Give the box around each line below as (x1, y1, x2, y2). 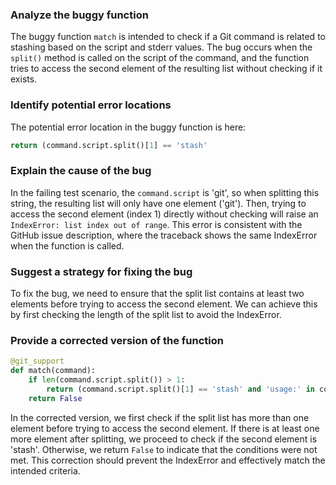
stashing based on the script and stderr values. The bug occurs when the (10, 41, 313, 53)
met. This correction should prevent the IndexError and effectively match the (10, 454, 326, 466)
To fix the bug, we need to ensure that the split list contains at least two (10, 288, 305, 300)
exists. (10, 73, 38, 85)
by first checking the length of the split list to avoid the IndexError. (10, 309, 282, 321)
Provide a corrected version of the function (10, 333, 224, 347)
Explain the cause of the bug (10, 164, 152, 178)
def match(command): (10, 366, 97, 376)
